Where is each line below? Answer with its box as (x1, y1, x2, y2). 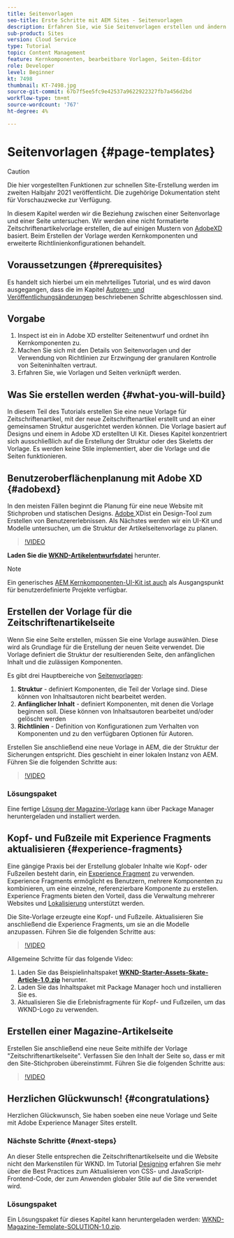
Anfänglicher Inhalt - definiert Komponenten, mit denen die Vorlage (17, 699, 214, 708)
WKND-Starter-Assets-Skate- (119, 968, 209, 976)
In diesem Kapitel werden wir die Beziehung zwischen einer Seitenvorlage (7, 209, 220, 218)
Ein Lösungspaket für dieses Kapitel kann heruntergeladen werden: (7, 1215, 201, 1224)
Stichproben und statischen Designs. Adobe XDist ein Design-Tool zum (7, 508, 212, 518)
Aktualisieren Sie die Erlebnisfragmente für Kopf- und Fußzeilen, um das (17, 997, 226, 1006)
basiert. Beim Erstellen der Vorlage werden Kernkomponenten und (7, 232, 198, 240)
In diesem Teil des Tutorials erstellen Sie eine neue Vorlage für (7, 407, 187, 416)
